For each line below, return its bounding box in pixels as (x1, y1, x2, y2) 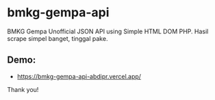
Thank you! (7, 85, 39, 93)
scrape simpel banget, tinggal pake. (7, 34, 108, 42)
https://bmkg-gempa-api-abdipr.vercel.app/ (16, 72, 142, 80)
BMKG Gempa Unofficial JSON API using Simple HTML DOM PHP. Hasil (7, 27, 209, 35)
